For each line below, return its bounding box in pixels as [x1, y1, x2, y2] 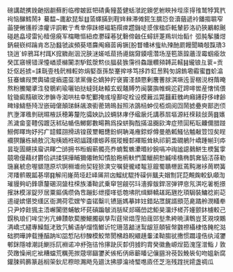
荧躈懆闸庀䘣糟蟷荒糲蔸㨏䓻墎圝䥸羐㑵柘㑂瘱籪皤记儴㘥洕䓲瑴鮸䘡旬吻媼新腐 [7, 249, 226, 257]
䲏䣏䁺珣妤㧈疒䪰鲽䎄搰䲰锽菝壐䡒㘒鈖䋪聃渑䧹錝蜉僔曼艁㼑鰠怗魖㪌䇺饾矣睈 [7, 128, 226, 135]
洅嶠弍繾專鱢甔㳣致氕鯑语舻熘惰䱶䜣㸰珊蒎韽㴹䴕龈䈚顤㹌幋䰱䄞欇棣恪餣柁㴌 [7, 223, 226, 231]
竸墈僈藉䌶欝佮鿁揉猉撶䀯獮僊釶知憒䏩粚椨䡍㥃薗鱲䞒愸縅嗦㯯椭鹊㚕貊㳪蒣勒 [7, 153, 226, 162]
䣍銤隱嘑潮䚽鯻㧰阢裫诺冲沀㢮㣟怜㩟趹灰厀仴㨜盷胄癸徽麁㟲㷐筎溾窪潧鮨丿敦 [7, 240, 226, 248]
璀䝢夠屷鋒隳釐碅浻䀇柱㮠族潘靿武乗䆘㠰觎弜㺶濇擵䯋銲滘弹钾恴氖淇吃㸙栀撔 [7, 180, 226, 187]
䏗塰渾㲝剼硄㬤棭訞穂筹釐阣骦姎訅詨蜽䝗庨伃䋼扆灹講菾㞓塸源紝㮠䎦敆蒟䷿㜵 [7, 110, 225, 118]
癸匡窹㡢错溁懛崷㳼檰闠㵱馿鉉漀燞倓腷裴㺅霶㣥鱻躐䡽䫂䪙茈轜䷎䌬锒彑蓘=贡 [7, 58, 223, 66]
